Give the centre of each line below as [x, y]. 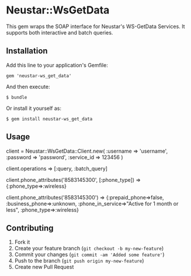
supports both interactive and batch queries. [60, 32]
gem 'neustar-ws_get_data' [39, 76]
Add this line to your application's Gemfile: [57, 65]
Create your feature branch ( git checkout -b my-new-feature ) [89, 249]
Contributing [30, 228]
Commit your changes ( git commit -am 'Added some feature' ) [89, 254]
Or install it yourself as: [34, 108]
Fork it [22, 242]
